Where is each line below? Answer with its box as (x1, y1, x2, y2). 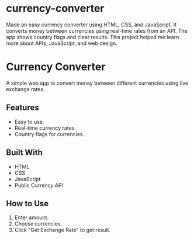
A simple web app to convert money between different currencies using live (6, 79, 189, 86)
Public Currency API (14, 182, 63, 189)
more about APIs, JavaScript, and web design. (6, 40, 118, 47)
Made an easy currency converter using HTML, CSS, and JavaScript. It (6, 21, 177, 28)
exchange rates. (6, 85, 45, 92)
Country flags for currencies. (14, 130, 85, 137)
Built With (6, 148, 43, 158)
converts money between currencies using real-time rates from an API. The (6, 27, 188, 34)
